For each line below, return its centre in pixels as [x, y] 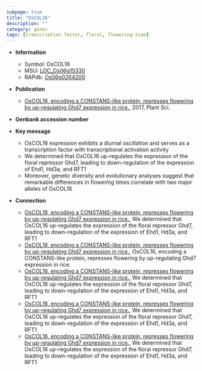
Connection [30, 201]
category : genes [27, 29]
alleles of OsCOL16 [48, 189]
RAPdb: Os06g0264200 [55, 77]
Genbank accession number [52, 120]
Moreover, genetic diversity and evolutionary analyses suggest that [109, 176]
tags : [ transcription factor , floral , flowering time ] [78, 35]
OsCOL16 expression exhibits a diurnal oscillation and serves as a [107, 143]
